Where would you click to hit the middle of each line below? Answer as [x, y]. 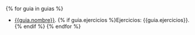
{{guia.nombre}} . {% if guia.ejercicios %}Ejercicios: [78, 20]
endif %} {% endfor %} [52, 26]
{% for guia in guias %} [35, 9]
